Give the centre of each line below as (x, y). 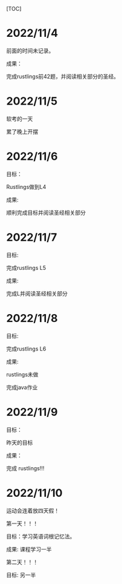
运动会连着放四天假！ (33, 510)
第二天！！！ (22, 562)
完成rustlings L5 (26, 267)
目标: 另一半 (21, 575)
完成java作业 (22, 387)
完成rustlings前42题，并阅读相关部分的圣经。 (63, 76)
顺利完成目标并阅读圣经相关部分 (46, 212)
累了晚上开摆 (22, 131)
